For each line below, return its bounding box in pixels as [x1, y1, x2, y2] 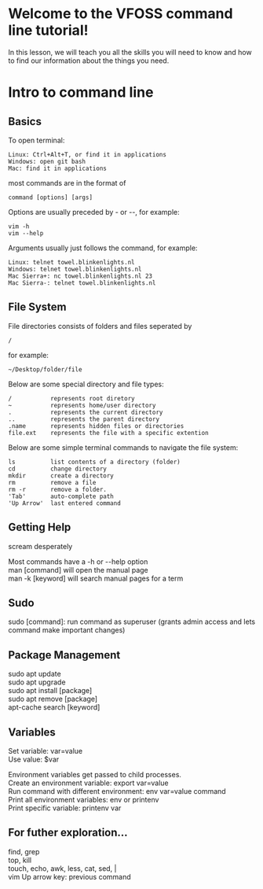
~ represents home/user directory [8, 401, 156, 409]
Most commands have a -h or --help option [8, 556, 148, 566]
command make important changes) [8, 625, 126, 635]
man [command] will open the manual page [8, 565, 148, 574]
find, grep [8, 847, 40, 856]
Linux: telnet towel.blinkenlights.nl [8, 258, 135, 266]
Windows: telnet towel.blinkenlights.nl [8, 265, 143, 273]
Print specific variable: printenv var [8, 803, 122, 813]
